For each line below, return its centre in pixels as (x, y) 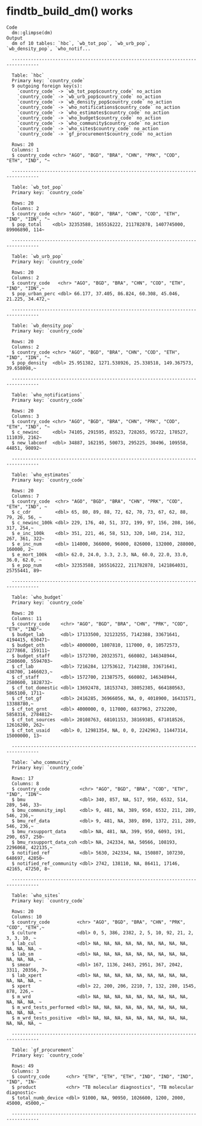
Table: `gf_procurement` (43, 1050)
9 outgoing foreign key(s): (47, 86)
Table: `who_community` (42, 762)
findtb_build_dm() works (70, 11)
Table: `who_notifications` (47, 395)
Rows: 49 (23, 1066)
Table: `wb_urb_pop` (38, 256)
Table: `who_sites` (36, 895)
